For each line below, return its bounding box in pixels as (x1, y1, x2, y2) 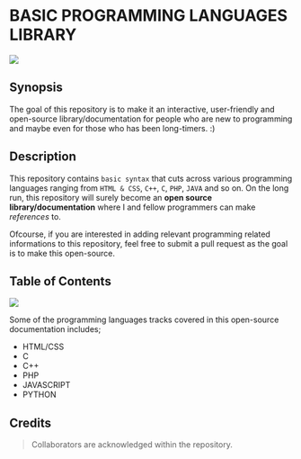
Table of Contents (9, 274, 112, 289)
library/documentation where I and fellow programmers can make (9, 202, 256, 212)
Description (9, 149, 76, 165)
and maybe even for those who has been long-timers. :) (9, 122, 216, 133)
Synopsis (9, 80, 63, 95)
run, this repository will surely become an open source (9, 192, 213, 202)
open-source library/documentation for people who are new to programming (9, 113, 293, 124)
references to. (9, 211, 61, 221)
